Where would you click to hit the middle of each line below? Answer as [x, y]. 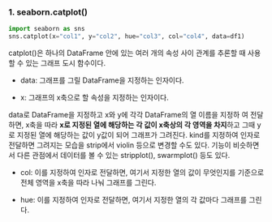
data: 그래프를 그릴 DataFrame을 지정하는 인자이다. [102, 80]
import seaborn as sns [47, 29]
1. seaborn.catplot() [48, 12]
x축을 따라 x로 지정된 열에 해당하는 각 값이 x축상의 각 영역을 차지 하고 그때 [140, 125]
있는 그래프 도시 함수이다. [66, 63]
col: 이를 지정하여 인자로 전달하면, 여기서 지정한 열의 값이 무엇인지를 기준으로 [142, 173]
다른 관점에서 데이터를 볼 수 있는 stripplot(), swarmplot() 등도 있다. [123, 156]
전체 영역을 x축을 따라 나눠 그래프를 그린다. [88, 183]
